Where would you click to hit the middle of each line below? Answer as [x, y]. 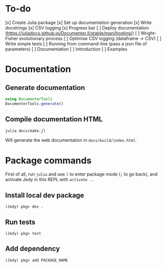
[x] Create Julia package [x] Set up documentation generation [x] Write [78, 22]
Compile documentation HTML [54, 120]
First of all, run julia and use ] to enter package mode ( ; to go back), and [81, 174]
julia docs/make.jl [25, 131]
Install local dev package [45, 195]
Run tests [20, 222]
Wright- [148, 33]
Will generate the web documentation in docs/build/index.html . [71, 140]
